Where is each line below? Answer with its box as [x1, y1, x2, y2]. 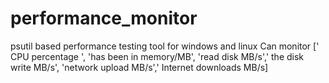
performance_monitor [10, 7, 198, 30]
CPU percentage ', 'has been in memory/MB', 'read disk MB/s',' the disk [10, 50, 305, 62]
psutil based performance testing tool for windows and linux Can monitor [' [10, 40, 320, 52]
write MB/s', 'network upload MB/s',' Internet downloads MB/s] [10, 61, 269, 73]
